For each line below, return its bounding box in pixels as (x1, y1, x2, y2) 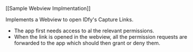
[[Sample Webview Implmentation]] (5, 5, 91, 12)
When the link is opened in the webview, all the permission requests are (13, 34, 188, 40)
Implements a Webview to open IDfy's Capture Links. (5, 16, 134, 23)
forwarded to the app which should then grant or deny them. (13, 40, 161, 46)
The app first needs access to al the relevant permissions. (13, 27, 155, 34)
